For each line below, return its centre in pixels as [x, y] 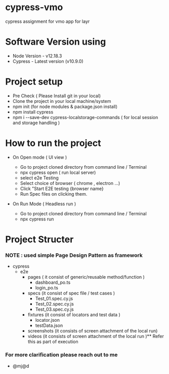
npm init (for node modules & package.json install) [65, 106]
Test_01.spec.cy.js [54, 298]
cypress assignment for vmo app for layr [48, 21]
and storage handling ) [36, 123]
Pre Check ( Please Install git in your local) [57, 96]
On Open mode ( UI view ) [40, 157]
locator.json [47, 320]
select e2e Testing [39, 178]
